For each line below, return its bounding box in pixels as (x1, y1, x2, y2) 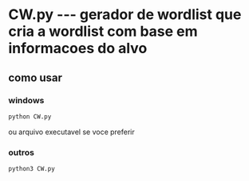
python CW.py (8, 113, 52, 121)
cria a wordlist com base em (8, 22, 198, 40)
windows (8, 94, 45, 106)
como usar (8, 71, 62, 84)
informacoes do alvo (8, 40, 148, 57)
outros (8, 147, 34, 158)
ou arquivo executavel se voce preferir (8, 127, 136, 137)
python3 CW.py (8, 165, 56, 173)
